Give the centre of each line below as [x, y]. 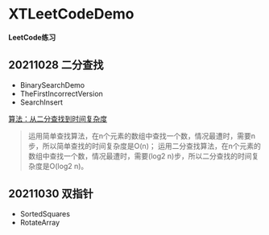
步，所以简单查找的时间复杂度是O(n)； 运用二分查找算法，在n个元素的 [145, 146]
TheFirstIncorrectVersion [61, 93]
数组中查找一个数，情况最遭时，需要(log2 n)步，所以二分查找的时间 [140, 156]
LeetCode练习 [32, 37]
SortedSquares [45, 213]
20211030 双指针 [51, 194]
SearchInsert [41, 102]
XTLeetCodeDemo [71, 14]
